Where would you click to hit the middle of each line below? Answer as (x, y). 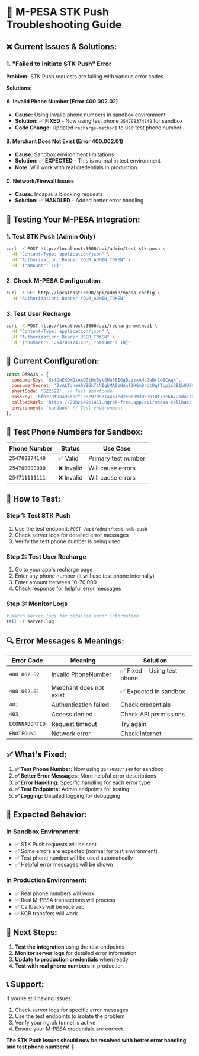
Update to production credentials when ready (71, 959)
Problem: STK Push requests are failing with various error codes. (86, 76)
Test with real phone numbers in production (69, 965)
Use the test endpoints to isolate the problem (70, 1016)
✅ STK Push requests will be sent (55, 845)
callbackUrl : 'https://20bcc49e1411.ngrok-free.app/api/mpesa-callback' (103, 402)
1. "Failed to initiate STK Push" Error (59, 64)
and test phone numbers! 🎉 (40, 1047)
